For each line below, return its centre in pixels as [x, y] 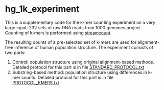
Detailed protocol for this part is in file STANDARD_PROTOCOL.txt [78, 67]
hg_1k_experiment [42, 9]
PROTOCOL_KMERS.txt [36, 82]
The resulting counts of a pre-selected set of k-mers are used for [71, 42]
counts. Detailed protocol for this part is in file [67, 77]
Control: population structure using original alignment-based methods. [83, 62]
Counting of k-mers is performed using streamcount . [58, 33]
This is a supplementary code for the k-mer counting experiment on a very [80, 22]
